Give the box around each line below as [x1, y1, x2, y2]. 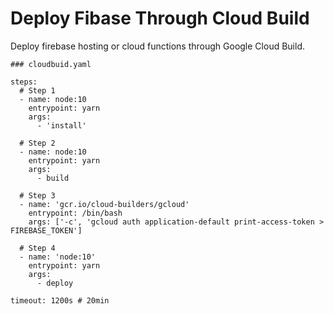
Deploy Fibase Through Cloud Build [10, 7, 310, 30]
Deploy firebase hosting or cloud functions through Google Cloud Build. [10, 40, 305, 52]
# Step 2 [19, 138, 56, 148]
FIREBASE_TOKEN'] [10, 225, 83, 236]
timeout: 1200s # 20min [10, 295, 110, 306]
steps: [10, 77, 38, 87]
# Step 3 [19, 190, 56, 201]
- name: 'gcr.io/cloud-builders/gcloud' [19, 199, 190, 209]
